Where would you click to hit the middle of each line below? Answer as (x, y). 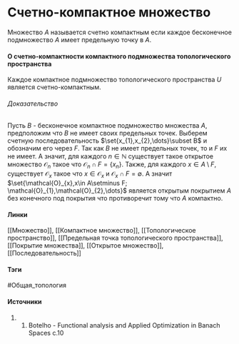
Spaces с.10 (46, 333)
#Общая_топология (37, 285)
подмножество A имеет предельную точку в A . (80, 39)
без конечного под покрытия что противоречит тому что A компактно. (115, 198)
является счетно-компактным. (54, 87)
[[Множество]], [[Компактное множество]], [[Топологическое (102, 231)
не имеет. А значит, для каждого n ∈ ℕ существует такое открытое (111, 156)
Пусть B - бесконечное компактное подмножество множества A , (107, 126)
